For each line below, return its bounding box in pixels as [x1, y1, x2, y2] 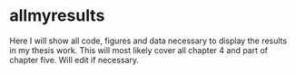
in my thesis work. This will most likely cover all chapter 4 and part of [9, 44, 269, 55]
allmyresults [9, 5, 105, 26]
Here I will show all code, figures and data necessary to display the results [9, 35, 288, 46]
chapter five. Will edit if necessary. [9, 54, 139, 65]
